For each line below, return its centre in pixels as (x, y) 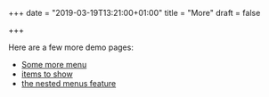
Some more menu (54, 65)
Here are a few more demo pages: (71, 47)
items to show (47, 74)
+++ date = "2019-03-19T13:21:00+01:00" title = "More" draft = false (134, 13)
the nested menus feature (69, 83)
